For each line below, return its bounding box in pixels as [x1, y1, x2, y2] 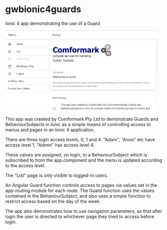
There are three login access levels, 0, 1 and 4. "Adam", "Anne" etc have [5, 136, 155, 142]
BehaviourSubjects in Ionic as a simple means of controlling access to [5, 121, 151, 127]
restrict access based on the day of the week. [5, 198, 101, 204]
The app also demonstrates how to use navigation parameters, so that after [5, 208, 162, 214]
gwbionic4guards [5, 4, 81, 15]
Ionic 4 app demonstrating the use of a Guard [5, 20, 100, 26]
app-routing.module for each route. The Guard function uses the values [5, 187, 154, 194]
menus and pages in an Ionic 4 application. [5, 127, 95, 133]
